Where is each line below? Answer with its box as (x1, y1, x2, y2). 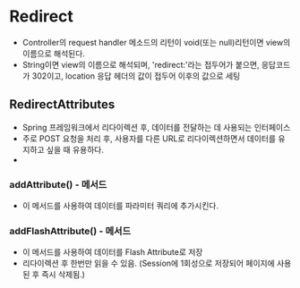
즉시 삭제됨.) (41, 269, 85, 280)
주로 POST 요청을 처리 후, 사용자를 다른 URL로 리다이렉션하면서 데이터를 (21, 132, 276, 144)
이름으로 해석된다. (21, 47, 85, 59)
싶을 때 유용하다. (46, 144, 105, 155)
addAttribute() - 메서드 (9, 178, 107, 191)
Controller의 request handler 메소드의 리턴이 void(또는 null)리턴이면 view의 (21, 37, 291, 47)
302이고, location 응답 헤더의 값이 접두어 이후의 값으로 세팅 (31, 70, 241, 81)
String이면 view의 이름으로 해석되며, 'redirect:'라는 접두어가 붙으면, (21, 59, 260, 70)
